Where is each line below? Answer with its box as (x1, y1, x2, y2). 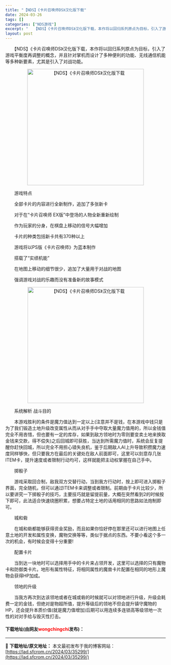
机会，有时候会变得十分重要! (14, 538, 74, 544)
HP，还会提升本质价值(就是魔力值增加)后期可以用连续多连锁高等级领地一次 (5, 607, 162, 613)
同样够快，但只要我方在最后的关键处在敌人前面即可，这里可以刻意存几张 (9, 451, 161, 456)
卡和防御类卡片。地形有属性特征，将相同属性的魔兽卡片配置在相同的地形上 (5, 566, 161, 572)
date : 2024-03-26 (5, 12, 42, 17)
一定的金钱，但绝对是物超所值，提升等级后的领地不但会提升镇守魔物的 (9, 601, 157, 606)
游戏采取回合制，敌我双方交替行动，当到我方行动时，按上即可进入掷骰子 (14, 479, 166, 484)
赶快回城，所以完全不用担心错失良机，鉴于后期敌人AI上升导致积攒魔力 (14, 444, 161, 450)
